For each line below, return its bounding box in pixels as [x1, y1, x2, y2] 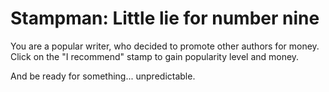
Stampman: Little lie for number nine [10, 7, 320, 30]
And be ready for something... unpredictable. [10, 70, 196, 82]
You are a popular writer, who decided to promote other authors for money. [10, 40, 320, 52]
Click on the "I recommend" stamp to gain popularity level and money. [10, 50, 300, 62]
